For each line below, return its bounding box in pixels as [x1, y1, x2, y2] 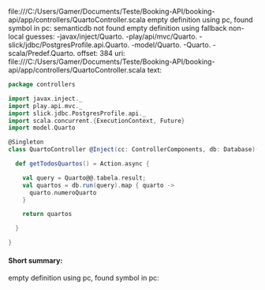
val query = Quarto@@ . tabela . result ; [22, 173, 147, 182]
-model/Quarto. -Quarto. [131, 40, 211, 50]
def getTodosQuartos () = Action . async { [15, 160, 150, 168]
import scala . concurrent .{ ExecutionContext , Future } [8, 117, 185, 125]
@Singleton [8, 138, 44, 147]
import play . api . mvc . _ [8, 102, 83, 110]
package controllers [8, 80, 77, 88]
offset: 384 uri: [77, 49, 125, 58]
